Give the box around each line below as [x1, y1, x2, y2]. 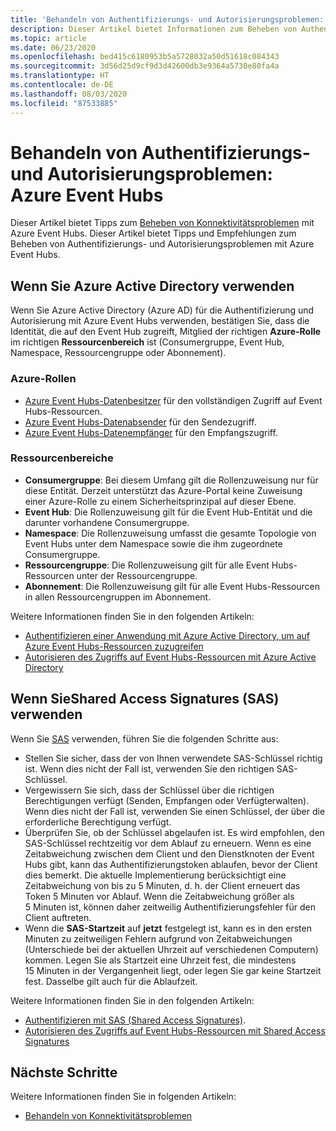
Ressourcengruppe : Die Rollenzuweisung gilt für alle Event [24, 559, 270, 571]
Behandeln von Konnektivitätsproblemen [24, 1110, 193, 1122]
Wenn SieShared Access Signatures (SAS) [10, 691, 280, 708]
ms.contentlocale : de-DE [10, 80, 114, 90]
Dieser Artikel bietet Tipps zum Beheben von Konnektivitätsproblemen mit [10, 217, 315, 229]
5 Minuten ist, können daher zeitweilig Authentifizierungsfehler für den [24, 901, 316, 913]
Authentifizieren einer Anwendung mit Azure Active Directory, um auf [24, 629, 311, 641]
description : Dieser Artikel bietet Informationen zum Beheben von [10, 24, 298, 34]
